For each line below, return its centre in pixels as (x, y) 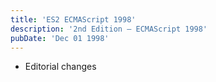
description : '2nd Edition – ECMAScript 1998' (109, 29)
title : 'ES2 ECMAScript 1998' (73, 19)
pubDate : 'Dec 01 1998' (60, 38)
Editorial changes (60, 67)
